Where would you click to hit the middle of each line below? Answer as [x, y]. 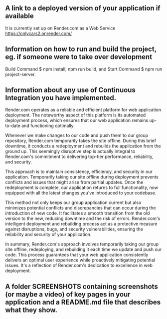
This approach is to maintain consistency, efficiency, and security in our [79, 171]
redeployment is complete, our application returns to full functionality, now [82, 187]
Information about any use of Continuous [70, 90]
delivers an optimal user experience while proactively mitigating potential [80, 260]
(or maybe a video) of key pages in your [68, 294]
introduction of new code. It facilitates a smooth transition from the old [78, 213]
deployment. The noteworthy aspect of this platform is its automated [76, 115]
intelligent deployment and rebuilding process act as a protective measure [81, 224]
